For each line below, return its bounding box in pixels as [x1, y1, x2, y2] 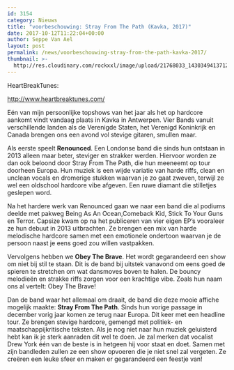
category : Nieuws [7, 17, 58, 24]
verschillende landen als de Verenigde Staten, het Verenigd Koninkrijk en [7, 123, 216, 131]
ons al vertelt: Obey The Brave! [7, 282, 96, 290]
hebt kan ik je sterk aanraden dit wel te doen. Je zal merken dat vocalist [7, 332, 214, 341]
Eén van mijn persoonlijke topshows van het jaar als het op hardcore [7, 108, 203, 116]
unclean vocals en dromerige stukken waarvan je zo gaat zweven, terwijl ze [7, 174, 224, 182]
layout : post [7, 43, 45, 49]
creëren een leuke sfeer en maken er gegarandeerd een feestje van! [7, 355, 203, 363]
